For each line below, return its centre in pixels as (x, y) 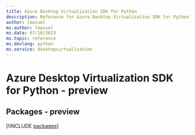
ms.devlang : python (30, 44)
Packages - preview (43, 112)
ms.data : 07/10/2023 (31, 33)
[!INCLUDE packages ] (32, 126)
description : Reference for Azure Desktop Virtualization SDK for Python (98, 17)
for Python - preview (57, 90)
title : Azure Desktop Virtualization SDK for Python (72, 11)
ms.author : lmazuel (30, 28)
